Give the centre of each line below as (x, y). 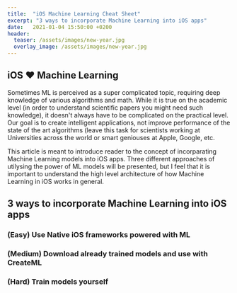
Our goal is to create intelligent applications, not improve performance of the (119, 122)
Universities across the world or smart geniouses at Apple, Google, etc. (111, 137)
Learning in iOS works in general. (56, 181)
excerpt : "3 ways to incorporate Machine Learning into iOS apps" (107, 21)
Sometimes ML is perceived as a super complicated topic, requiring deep (114, 92)
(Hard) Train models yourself (58, 282)
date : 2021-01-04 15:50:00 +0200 (60, 27)
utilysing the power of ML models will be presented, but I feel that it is (109, 166)
